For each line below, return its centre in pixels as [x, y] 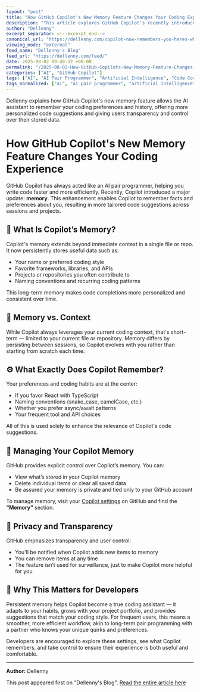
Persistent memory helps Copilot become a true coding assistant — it [91, 604]
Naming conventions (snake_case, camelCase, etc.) [78, 402]
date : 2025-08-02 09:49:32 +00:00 [49, 61]
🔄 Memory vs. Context [49, 317]
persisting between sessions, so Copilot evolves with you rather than [91, 345]
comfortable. [22, 654]
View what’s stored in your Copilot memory [68, 477]
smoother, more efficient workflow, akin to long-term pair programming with [99, 623]
